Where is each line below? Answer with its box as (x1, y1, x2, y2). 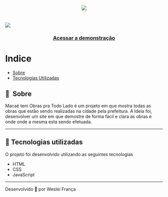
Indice (5, 53, 31, 65)
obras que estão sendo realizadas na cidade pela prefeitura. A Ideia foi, (5, 108, 152, 114)
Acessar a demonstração (52, 35, 115, 42)
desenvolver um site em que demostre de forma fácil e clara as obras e (5, 113, 152, 120)
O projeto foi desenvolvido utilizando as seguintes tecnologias (5, 151, 133, 157)
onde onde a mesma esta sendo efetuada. (5, 119, 92, 125)
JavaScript (12, 171, 35, 177)
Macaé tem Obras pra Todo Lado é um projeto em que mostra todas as (5, 103, 151, 109)
